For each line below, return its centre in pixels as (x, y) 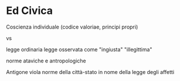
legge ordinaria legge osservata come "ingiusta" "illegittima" (79, 49)
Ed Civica (29, 11)
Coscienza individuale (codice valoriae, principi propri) (72, 27)
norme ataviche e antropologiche (46, 61)
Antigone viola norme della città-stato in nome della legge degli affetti (90, 72)
